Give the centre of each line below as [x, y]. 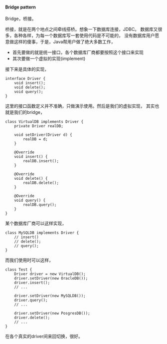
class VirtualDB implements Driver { [44, 122]
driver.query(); [31, 300]
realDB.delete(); [41, 183]
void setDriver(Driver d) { [43, 135]
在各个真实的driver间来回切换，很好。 [44, 337]
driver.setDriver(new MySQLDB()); [50, 296]
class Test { [19, 270]
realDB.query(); [40, 205]
